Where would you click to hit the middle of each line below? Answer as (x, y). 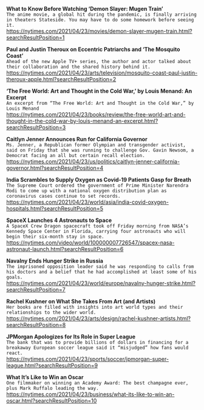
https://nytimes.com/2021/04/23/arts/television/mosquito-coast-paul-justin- (102, 73)
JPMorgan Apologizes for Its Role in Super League (71, 337)
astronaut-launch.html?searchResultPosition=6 (65, 249)
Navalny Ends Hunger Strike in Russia (55, 261)
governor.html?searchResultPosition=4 (55, 168)
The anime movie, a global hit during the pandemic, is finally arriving (102, 15)
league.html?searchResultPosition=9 (52, 365)
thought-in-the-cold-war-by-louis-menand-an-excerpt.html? (82, 121)
